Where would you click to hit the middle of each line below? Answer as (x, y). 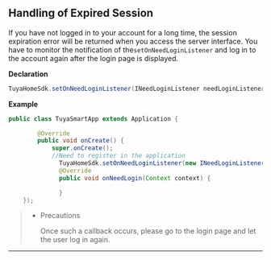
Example (23, 104)
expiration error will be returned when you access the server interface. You (133, 41)
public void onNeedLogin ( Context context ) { (135, 178)
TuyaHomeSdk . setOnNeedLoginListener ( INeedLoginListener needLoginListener (137, 89)
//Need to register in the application (118, 156)
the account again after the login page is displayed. (94, 58)
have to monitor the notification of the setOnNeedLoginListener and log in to (132, 50)
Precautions (60, 216)
